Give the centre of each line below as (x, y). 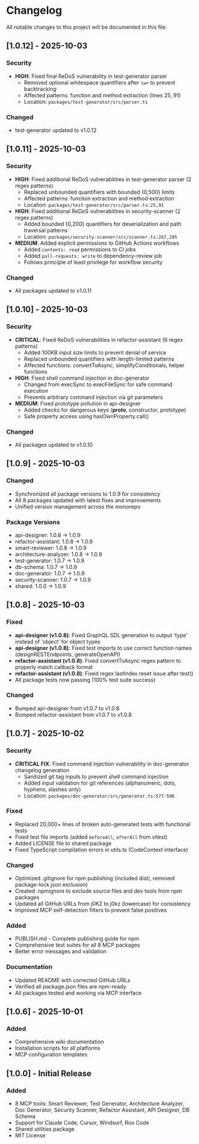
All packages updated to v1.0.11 (53, 290)
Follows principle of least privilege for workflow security (93, 262)
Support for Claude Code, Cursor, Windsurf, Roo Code (82, 1123)
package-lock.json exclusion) (51, 885)
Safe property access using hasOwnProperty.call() (86, 416)
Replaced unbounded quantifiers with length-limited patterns (99, 359)
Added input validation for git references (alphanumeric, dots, (100, 783)
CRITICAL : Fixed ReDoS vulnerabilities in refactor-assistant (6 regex (99, 340)
